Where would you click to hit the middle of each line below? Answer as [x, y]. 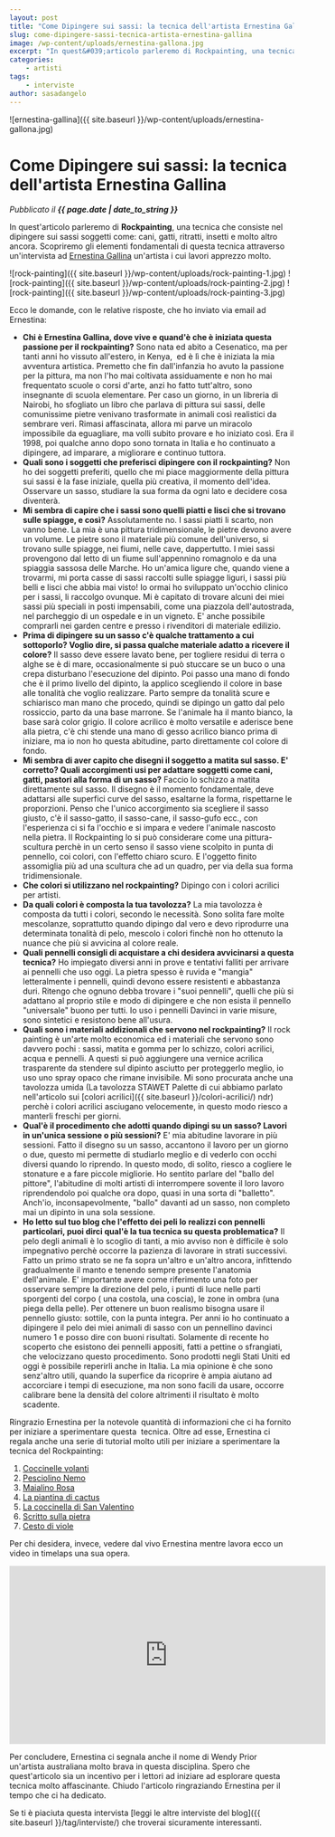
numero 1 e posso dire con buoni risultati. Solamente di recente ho [145, 1337]
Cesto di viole [48, 1527]
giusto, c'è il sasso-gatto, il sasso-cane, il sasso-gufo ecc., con [140, 818]
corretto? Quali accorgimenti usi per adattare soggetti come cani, [148, 770]
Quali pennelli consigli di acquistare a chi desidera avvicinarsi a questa [158, 953]
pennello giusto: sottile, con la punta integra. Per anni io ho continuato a [156, 1318]
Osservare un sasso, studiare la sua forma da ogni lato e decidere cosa [154, 491]
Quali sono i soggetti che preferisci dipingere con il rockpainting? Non [156, 462]
